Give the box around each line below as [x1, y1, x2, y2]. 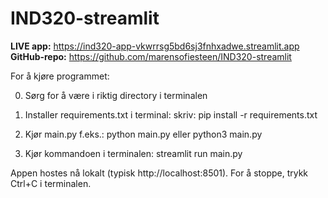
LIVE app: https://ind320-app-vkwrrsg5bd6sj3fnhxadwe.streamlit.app [10, 40, 300, 52]
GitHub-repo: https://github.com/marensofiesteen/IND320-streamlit [10, 50, 292, 62]
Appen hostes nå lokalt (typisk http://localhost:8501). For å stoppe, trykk [10, 167, 309, 179]
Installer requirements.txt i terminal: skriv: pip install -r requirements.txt [24, 108, 318, 121]
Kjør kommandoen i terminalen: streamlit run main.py [24, 147, 243, 159]
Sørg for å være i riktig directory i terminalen [24, 89, 208, 101]
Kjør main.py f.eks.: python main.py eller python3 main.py [24, 128, 263, 140]
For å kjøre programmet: [10, 70, 110, 82]
